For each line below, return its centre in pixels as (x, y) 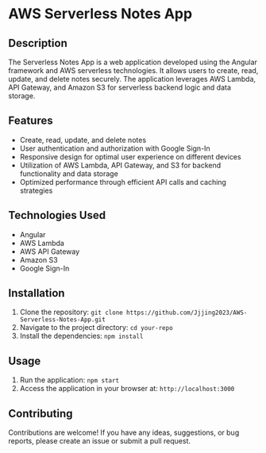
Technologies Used (57, 215)
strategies (36, 190)
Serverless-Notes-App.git (62, 320)
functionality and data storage (69, 173)
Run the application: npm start (69, 380)
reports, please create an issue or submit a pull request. (100, 441)
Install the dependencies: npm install (81, 336)
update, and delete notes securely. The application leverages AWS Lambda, (132, 79)
